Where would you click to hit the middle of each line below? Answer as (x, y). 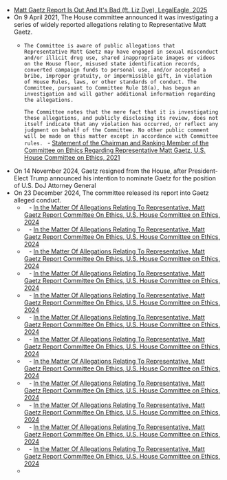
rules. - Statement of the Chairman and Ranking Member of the (116, 143)
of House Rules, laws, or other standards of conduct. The (110, 82)
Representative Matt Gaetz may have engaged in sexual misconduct (121, 52)
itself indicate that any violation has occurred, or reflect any (121, 124)
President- (203, 171)
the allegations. (49, 100)
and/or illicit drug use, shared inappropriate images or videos (119, 58)
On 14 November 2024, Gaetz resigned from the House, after (100, 171)
